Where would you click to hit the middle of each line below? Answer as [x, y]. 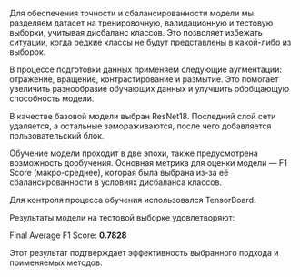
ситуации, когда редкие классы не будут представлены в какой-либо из [150, 42]
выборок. [28, 52]
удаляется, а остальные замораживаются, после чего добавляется [140, 126]
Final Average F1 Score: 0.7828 [68, 235]
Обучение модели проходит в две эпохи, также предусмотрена [134, 153]
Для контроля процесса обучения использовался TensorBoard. [133, 200]
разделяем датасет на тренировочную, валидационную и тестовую [141, 23]
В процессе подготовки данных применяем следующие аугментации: [145, 69]
